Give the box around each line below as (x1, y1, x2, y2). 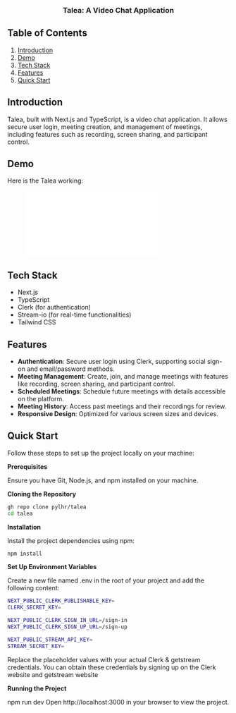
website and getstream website (7, 670, 99, 678)
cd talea (7, 510, 33, 517)
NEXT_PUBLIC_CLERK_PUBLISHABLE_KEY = (7, 597, 115, 604)
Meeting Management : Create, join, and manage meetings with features (17, 372, 229, 380)
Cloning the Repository (7, 489, 76, 498)
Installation (7, 523, 41, 531)
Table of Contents (7, 27, 88, 39)
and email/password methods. (27, 365, 115, 373)
